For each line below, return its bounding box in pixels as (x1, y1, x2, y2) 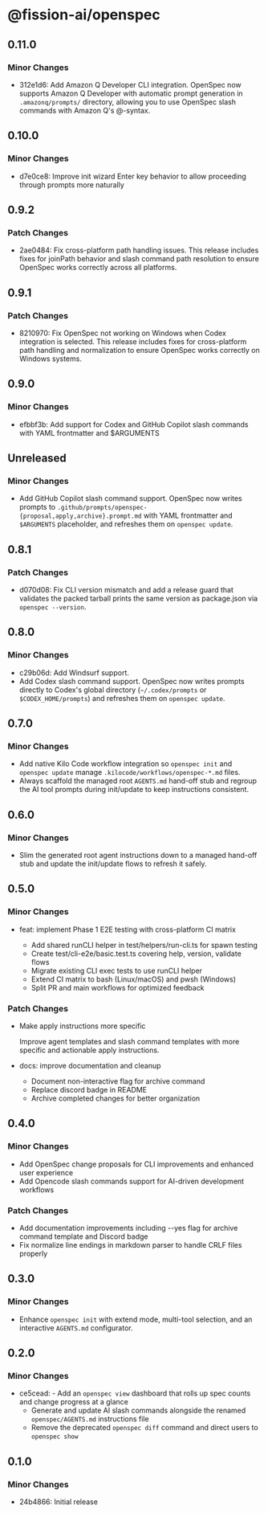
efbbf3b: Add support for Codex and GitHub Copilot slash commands (18, 420, 250, 429)
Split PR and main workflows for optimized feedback (30, 982, 205, 992)
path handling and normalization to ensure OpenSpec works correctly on (18, 345, 260, 355)
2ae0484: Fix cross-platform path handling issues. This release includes (18, 245, 259, 255)
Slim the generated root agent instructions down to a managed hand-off (18, 851, 258, 860)
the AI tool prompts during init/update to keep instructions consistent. (18, 785, 250, 794)
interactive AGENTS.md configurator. (18, 1322, 133, 1332)
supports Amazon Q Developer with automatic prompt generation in (18, 88, 243, 98)
